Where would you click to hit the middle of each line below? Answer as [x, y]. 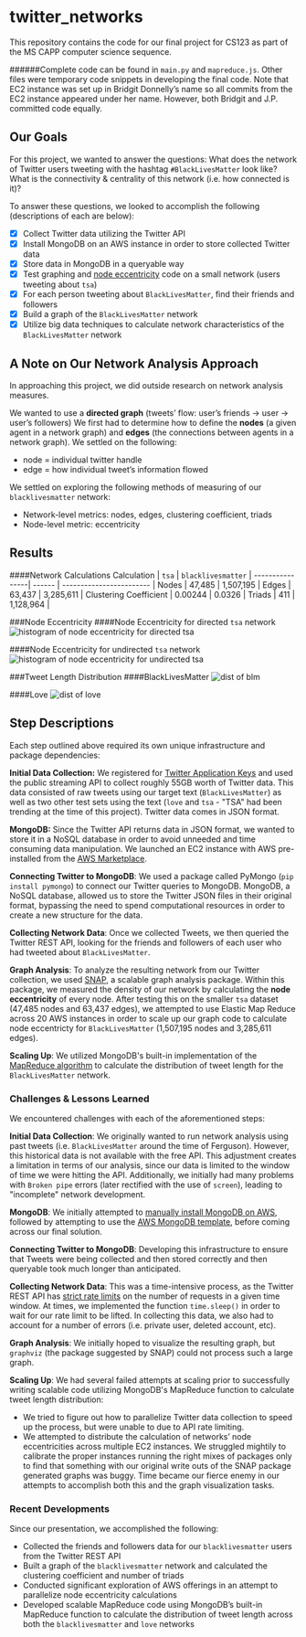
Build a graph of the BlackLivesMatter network [110, 314]
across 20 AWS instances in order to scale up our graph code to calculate [148, 1018]
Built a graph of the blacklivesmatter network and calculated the [145, 1566]
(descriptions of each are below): [72, 216]
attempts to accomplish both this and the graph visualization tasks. [148, 1485]
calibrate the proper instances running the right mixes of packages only [157, 1456]
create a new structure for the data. [76, 915]
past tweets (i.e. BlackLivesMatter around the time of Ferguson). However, [149, 1145]
